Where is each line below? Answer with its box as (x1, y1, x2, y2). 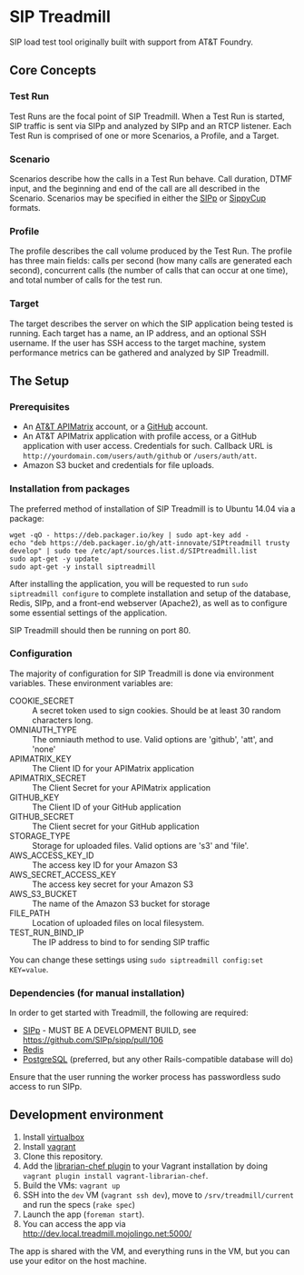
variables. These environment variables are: (9, 677, 174, 688)
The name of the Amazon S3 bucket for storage (32, 898, 211, 909)
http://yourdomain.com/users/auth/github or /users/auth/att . (22, 450, 257, 461)
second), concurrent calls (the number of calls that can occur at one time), (9, 265, 289, 276)
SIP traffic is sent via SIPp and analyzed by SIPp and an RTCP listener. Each (9, 120, 292, 131)
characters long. (32, 714, 93, 725)
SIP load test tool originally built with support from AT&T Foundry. (9, 36, 254, 47)
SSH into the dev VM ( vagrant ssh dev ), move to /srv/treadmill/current (22, 1189, 295, 1200)
